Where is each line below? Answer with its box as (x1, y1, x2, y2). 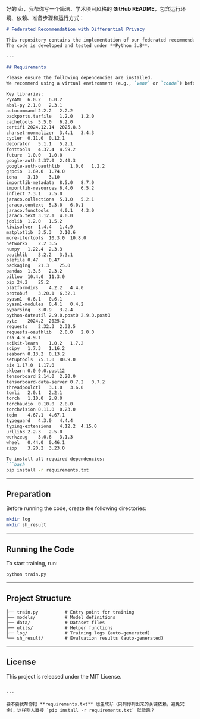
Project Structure (6, 593, 71, 604)
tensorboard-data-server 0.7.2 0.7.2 (6, 379, 105, 385)
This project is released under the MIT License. (6, 673, 122, 680)
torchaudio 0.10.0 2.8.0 (6, 401, 73, 407)
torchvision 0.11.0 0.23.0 (6, 407, 76, 412)
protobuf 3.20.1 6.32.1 (6, 290, 76, 296)
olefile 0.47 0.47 (6, 257, 60, 263)
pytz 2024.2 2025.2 (6, 318, 65, 324)
